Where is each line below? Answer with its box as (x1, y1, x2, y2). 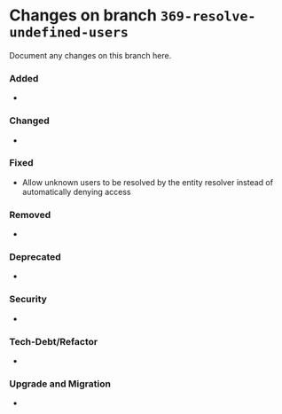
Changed (9, 114, 51, 127)
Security (9, 293, 47, 306)
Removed (9, 208, 51, 221)
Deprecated (9, 251, 62, 263)
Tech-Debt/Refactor (9, 335, 98, 348)
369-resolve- (160, 8, 256, 25)
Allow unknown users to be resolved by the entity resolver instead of (21, 176, 273, 187)
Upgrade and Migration (9, 378, 111, 390)
